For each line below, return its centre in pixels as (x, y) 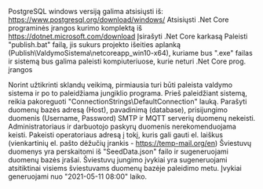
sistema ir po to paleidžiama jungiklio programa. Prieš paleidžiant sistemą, (128, 93)
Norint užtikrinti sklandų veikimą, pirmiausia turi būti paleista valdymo (121, 85)
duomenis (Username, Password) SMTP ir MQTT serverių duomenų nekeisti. (132, 118)
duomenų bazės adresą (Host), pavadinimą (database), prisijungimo (118, 110)
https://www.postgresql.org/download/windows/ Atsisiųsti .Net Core (119, 20)
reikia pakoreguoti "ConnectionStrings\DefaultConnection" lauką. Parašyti (128, 102)
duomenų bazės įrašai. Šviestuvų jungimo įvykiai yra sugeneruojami (118, 160)
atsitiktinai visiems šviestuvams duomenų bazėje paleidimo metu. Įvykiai (125, 168)
